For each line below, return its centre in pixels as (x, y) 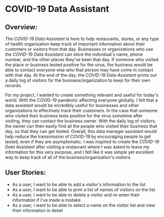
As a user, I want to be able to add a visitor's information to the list (79, 184)
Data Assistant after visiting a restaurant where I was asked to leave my (77, 147)
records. (13, 86)
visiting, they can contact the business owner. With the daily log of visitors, (81, 121)
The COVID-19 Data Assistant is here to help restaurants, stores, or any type (82, 39)
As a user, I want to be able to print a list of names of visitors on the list (84, 190)
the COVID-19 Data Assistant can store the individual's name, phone (74, 54)
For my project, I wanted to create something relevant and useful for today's (82, 95)
